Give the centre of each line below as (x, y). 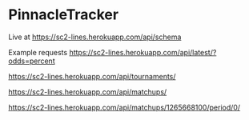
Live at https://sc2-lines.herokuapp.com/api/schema (95, 37)
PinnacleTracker (63, 15)
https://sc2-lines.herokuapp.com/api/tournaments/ (92, 76)
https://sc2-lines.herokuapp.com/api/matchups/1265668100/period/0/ (124, 107)
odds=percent (32, 61)
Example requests (38, 52)
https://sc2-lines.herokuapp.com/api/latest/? (143, 52)
